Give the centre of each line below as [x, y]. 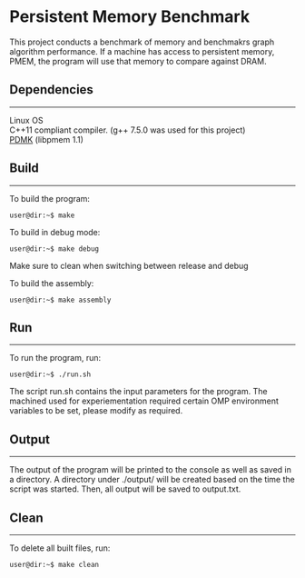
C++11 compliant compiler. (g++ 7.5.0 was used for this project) [128, 130]
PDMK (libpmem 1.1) [47, 139]
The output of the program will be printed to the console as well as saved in [151, 470]
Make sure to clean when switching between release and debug [129, 265]
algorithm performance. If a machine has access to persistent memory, [142, 51]
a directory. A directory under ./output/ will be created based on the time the [152, 480]
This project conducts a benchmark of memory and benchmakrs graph [142, 42]
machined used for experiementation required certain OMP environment [144, 401]
